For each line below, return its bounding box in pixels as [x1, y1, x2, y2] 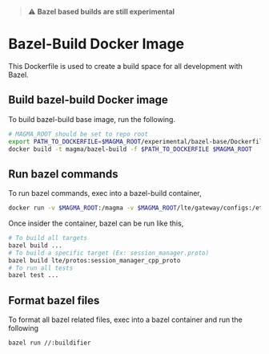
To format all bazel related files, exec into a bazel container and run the [8, 315, 243, 324]
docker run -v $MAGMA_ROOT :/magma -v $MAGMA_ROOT [8, 204, 178, 212]
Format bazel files [8, 293, 100, 307]
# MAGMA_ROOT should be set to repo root [8, 130, 149, 138]
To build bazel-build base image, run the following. [8, 114, 176, 124]
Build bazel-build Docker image [8, 93, 168, 107]
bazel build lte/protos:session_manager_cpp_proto [8, 256, 181, 264]
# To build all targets [8, 234, 88, 242]
